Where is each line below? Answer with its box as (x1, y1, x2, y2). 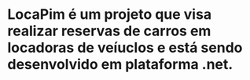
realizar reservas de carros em (7, 22, 211, 40)
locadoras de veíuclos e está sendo (7, 39, 243, 56)
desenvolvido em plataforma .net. (7, 56, 233, 74)
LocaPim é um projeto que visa (7, 5, 212, 24)
